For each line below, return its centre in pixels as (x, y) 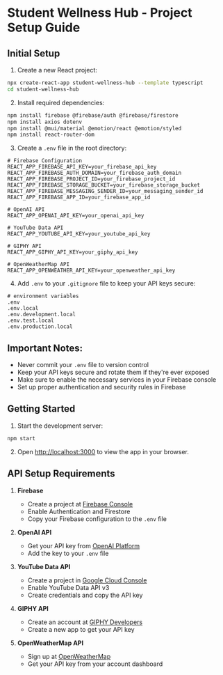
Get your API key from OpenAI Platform (84, 545)
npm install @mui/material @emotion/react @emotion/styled (94, 128)
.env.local (23, 309)
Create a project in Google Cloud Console (87, 580)
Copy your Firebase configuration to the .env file (97, 519)
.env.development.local (42, 315)
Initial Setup (34, 53)
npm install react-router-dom (51, 135)
